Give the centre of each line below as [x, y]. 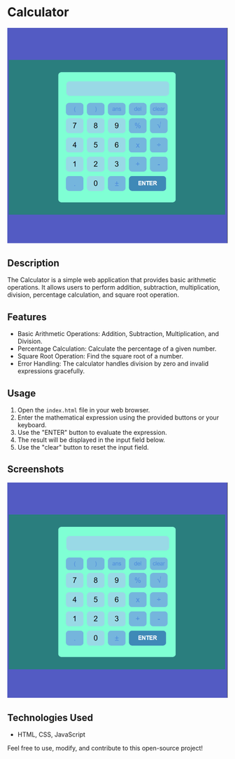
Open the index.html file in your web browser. [84, 410]
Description [33, 263]
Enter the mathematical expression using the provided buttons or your [118, 417]
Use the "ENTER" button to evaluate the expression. [92, 432]
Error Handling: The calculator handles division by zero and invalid [113, 364]
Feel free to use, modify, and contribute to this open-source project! [105, 748]
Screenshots [36, 470]
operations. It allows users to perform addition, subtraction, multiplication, [114, 288]
